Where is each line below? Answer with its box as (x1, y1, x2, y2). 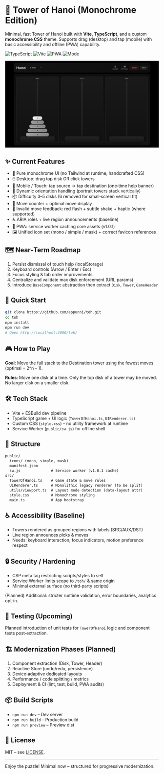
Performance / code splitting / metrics (12, 676, 89, 682)
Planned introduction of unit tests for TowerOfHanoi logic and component (5, 625, 150, 631)
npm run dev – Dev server (12, 711, 63, 717)
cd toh (5, 315, 19, 320)
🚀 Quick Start (5, 296, 46, 305)
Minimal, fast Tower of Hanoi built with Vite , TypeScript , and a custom (5, 31, 147, 37)
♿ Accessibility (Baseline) (5, 512, 85, 520)
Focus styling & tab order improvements (12, 272, 93, 278)
